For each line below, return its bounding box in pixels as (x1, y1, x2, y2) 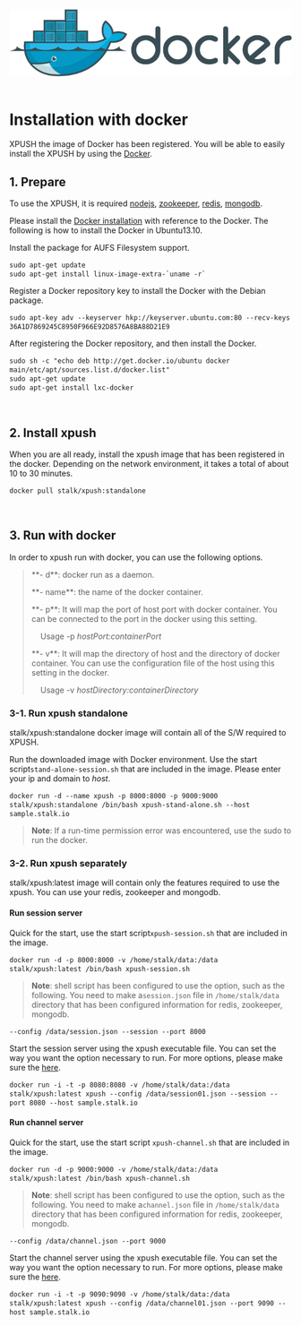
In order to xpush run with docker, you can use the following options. (9, 552, 263, 563)
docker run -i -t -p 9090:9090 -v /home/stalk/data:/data (9, 1289, 230, 1299)
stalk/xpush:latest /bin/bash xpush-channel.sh (9, 1174, 191, 1183)
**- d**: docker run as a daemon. (30, 569, 155, 580)
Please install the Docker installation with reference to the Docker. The (9, 216, 269, 227)
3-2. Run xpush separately (9, 857, 128, 870)
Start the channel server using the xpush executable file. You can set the (9, 1252, 278, 1263)
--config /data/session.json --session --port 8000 (9, 1027, 206, 1036)
